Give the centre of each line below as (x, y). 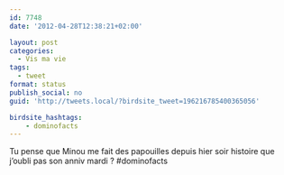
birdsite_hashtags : (46, 117)
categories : (32, 51)
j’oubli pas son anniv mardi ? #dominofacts (89, 161)
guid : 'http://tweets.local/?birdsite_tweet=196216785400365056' (134, 101)
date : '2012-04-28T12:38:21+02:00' (76, 26)
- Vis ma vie (42, 60)
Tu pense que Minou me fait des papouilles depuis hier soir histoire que (142, 152)
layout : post (34, 42)
